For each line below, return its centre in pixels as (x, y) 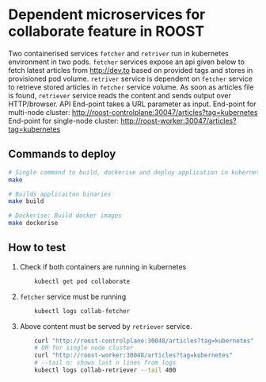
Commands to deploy (62, 154)
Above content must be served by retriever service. (106, 326)
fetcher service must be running (73, 296)
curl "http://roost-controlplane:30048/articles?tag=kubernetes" (144, 341)
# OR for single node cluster (84, 348)
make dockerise (33, 223)
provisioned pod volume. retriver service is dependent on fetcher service (131, 78)
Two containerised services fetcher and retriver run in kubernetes (119, 53)
